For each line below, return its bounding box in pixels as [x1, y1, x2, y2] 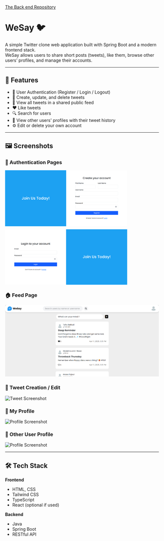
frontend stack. [5, 47, 36, 53]
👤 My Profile [5, 407, 35, 414]
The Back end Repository [5, 4, 56, 10]
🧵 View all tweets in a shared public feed [12, 99, 94, 105]
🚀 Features [5, 76, 39, 85]
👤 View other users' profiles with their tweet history [12, 117, 116, 123]
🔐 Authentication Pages [5, 159, 62, 166]
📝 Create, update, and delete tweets [12, 94, 85, 100]
